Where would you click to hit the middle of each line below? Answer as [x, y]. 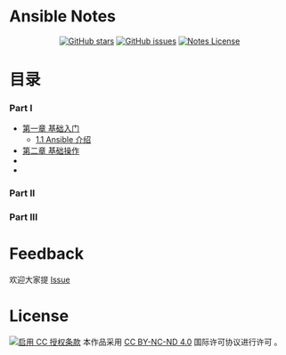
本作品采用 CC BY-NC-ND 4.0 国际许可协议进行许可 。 [183, 342]
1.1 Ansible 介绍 [63, 140]
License [39, 316]
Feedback [47, 254]
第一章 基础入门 [51, 129]
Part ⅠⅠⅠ [24, 217]
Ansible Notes [63, 16]
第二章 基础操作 [51, 151]
